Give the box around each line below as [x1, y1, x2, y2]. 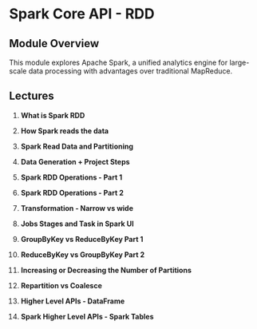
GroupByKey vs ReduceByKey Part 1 [20, 234, 144, 244]
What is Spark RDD [20, 110, 85, 120]
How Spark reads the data [20, 125, 109, 136]
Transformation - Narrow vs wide [20, 203, 134, 212]
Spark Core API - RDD [9, 5, 155, 23]
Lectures [9, 89, 54, 103]
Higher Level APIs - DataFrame [20, 296, 125, 306]
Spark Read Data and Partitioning [20, 141, 134, 151]
